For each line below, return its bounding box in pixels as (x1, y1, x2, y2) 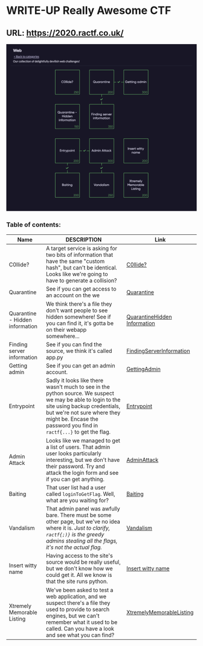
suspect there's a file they (46, 599, 111, 606)
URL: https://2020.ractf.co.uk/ (6, 28, 124, 38)
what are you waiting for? (46, 496, 109, 504)
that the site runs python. (46, 578, 108, 585)
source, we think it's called (46, 347, 112, 354)
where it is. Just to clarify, (46, 524, 111, 532)
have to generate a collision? (46, 277, 117, 285)
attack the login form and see (46, 469, 119, 476)
